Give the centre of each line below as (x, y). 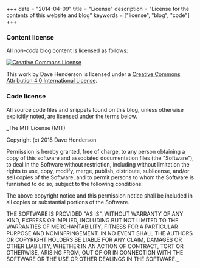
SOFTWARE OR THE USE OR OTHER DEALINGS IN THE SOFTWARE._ (93, 259)
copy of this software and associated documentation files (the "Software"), (100, 158)
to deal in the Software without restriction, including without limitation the (98, 164)
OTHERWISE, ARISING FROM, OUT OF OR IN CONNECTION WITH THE (95, 252)
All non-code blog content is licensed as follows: (67, 50)
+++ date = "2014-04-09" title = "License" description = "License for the (98, 9)
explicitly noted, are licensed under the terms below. (72, 116)
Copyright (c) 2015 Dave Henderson (51, 140)
